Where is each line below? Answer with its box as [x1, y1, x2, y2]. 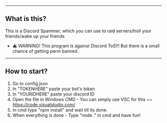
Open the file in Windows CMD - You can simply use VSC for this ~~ [12, 96, 153, 102]
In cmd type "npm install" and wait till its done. [12, 107, 108, 113]
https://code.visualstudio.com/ [12, 102, 76, 108]
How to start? [5, 67, 48, 76]
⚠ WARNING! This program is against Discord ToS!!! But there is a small [12, 43, 160, 49]
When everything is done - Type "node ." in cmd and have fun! [12, 112, 141, 118]
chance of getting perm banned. [12, 48, 79, 54]
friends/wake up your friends [5, 33, 65, 39]
